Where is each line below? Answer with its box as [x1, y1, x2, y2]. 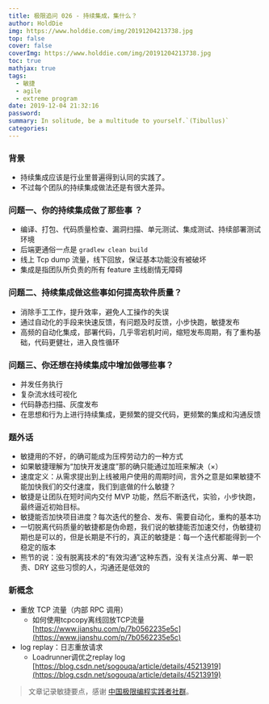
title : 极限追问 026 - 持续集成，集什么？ [8, 11, 137, 20]
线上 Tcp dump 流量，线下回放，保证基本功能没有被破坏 [19, 255, 207, 265]
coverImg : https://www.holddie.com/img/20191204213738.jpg [8, 49, 212, 57]
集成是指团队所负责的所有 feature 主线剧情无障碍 [19, 265, 183, 274]
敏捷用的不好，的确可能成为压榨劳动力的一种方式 [19, 451, 183, 461]
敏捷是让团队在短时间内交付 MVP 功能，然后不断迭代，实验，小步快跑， [19, 492, 260, 501]
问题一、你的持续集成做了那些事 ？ [8, 204, 143, 216]
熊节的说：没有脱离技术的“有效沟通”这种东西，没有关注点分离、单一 [19, 552, 246, 562]
